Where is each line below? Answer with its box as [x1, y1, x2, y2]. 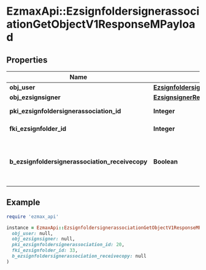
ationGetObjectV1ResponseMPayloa [6, 17, 196, 31]
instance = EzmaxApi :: [6, 225, 64, 231]
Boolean [153, 157, 178, 166]
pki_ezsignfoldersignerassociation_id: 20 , [12, 242, 124, 248]
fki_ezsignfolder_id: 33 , [12, 247, 78, 253]
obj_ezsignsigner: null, [12, 236, 75, 242]
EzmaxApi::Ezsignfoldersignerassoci [6, 4, 200, 18]
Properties [6, 54, 48, 65]
